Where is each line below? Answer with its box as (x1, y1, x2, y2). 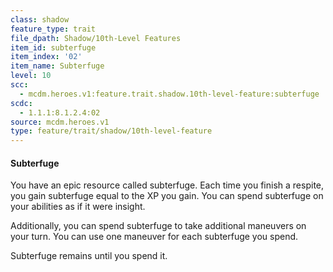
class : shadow (10, 14, 70, 25)
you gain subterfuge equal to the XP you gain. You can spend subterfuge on (10, 190, 324, 202)
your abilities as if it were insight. (10, 201, 146, 213)
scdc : (10, 98, 33, 108)
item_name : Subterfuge (10, 61, 105, 71)
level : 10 (10, 71, 52, 81)
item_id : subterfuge (10, 42, 97, 53)
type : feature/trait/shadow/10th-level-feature (10, 126, 213, 136)
